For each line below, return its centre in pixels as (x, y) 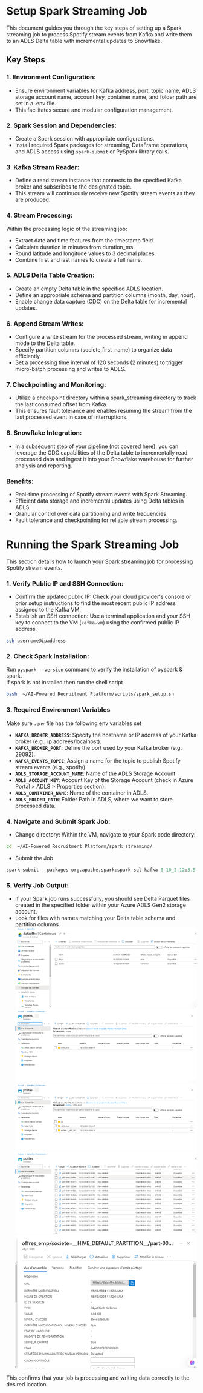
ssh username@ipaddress (36, 641)
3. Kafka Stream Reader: (43, 167)
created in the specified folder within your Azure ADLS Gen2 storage (100, 905)
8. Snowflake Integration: (44, 433)
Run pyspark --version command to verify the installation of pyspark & (95, 670)
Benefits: (20, 481)
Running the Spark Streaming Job (93, 545)
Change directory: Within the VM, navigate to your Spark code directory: (105, 834)
